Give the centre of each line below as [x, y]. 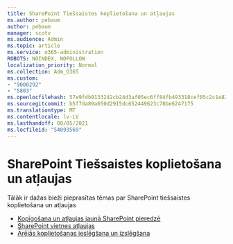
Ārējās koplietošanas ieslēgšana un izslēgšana [84, 234]
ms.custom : [23, 78]
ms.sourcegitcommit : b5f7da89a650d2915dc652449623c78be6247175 [101, 104]
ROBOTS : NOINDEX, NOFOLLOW [46, 59]
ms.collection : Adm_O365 [43, 71]
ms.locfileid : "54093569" [44, 130]
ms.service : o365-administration [55, 53]
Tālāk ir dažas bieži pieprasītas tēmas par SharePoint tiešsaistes [99, 198]
